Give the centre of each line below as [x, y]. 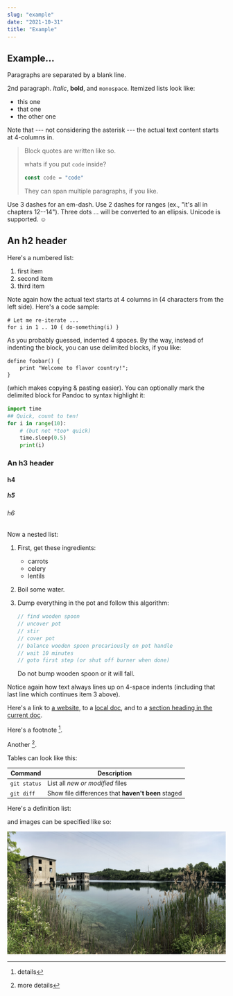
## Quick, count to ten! [43, 416]
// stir [28, 631]
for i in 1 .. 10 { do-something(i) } [63, 327]
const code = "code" [54, 178]
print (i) [32, 445]
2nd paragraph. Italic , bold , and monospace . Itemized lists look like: [101, 88]
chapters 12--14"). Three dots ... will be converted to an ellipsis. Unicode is [114, 212]
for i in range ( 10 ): [37, 423]
